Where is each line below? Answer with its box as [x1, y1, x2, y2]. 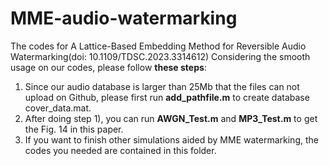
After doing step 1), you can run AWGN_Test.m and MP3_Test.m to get [24, 112, 318, 124]
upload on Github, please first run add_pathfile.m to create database [24, 91, 310, 103]
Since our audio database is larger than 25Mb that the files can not [24, 80, 300, 92]
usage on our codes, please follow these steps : [10, 61, 207, 73]
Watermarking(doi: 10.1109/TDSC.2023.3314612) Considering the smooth [10, 50, 311, 62]
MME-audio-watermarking [10, 7, 238, 30]
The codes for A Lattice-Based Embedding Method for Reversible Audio [10, 40, 307, 52]
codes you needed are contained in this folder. [24, 144, 217, 156]
